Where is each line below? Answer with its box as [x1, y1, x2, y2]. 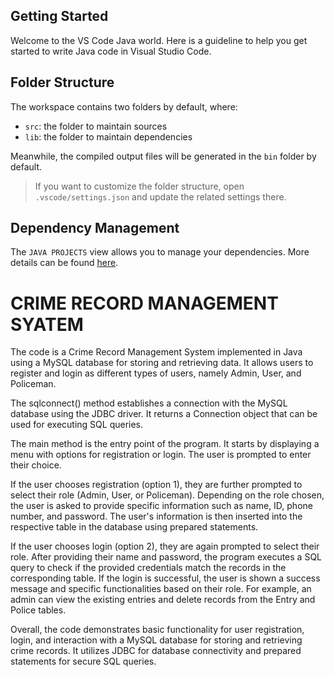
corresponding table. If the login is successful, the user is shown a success [10, 572, 321, 584]
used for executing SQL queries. [10, 419, 144, 431]
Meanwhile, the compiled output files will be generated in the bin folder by [10, 150, 317, 162]
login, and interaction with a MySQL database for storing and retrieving [10, 634, 303, 646]
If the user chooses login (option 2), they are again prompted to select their [10, 540, 320, 553]
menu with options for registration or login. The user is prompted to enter [10, 449, 312, 461]
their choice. [10, 459, 62, 471]
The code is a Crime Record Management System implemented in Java [10, 346, 303, 358]
